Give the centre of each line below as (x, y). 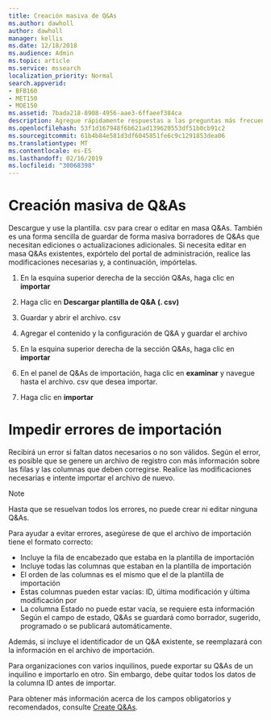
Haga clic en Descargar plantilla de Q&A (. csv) (100, 302)
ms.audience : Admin (41, 53)
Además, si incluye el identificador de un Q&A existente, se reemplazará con (135, 641)
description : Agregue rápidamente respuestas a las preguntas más (122, 121)
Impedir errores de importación (115, 430)
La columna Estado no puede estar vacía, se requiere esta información (138, 609)
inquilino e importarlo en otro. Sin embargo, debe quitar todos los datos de (132, 674)
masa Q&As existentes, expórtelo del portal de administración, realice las (130, 254)
